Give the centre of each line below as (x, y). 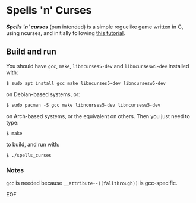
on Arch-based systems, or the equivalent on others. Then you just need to (98, 116)
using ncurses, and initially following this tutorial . (66, 33)
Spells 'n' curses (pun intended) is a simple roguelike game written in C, (95, 27)
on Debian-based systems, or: (43, 94)
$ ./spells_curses (29, 155)
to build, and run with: (33, 144)
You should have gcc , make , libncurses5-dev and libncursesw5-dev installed (98, 66)
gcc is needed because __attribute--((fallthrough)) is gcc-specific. (92, 183)
